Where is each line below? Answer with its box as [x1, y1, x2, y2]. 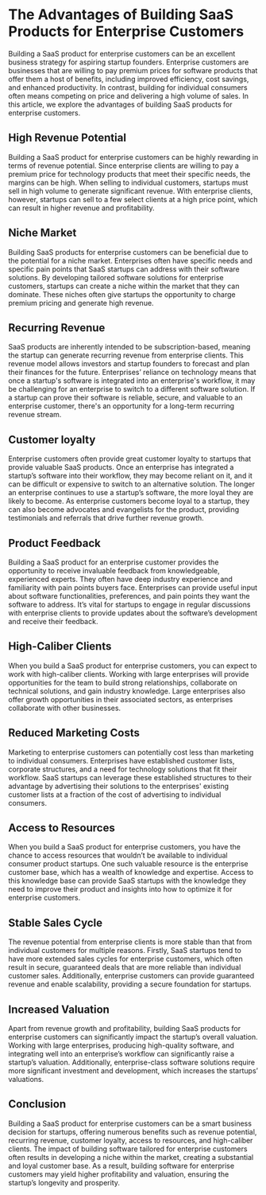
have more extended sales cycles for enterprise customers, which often [8, 954, 244, 964]
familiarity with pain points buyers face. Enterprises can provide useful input [8, 583, 258, 592]
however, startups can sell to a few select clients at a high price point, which [8, 194, 258, 204]
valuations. [8, 1075, 44, 1084]
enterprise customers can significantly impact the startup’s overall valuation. [8, 1033, 258, 1042]
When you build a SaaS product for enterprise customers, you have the [8, 842, 241, 852]
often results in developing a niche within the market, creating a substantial [8, 1152, 254, 1162]
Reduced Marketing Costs [8, 726, 141, 740]
